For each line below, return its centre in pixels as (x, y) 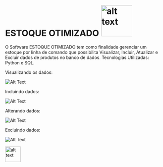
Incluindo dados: (22, 91)
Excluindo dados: (23, 130)
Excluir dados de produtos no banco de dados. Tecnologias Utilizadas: (77, 57)
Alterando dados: (23, 111)
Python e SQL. (20, 62)
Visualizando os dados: (29, 72)
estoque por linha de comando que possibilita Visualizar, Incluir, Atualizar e (81, 52)
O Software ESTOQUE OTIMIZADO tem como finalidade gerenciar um (76, 47)
